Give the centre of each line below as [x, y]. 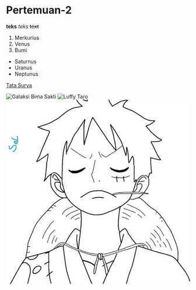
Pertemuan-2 [39, 10]
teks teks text [22, 26]
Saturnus [25, 61]
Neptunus [26, 74]
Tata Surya [19, 85]
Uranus [23, 67]
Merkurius [27, 37]
